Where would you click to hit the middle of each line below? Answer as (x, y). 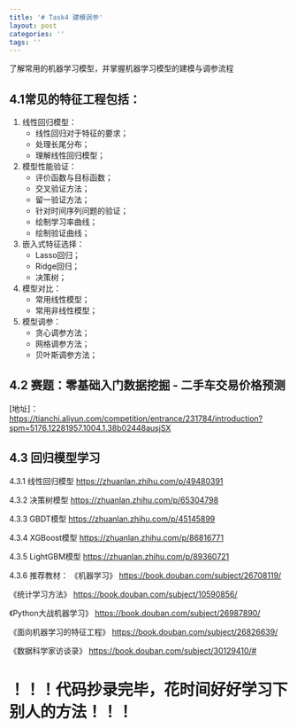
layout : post (33, 26)
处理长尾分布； (62, 145)
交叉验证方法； (62, 189)
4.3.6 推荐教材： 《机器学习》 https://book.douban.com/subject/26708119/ (145, 575)
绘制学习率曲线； (66, 222)
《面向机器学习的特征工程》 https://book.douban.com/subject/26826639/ (144, 631)
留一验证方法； (62, 200)
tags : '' (25, 42)
